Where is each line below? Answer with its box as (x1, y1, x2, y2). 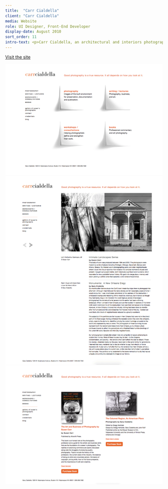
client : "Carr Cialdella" (5, 13, 59, 18)
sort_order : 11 (5, 34, 37, 39)
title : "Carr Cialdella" (5, 8, 59, 13)
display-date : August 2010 (5, 29, 61, 34)
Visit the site (5, 54, 31, 60)
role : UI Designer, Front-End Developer (5, 24, 91, 29)
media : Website (5, 18, 37, 23)
